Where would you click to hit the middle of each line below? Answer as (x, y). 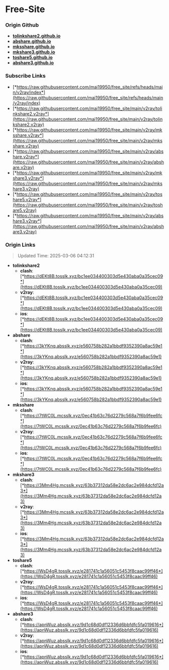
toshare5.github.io (33, 58)
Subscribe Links (25, 76)
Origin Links (20, 245)
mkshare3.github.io (34, 52)
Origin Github (22, 25)
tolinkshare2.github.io (36, 36)
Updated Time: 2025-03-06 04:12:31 (56, 256)
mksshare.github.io (34, 47)
